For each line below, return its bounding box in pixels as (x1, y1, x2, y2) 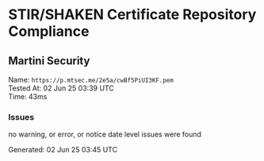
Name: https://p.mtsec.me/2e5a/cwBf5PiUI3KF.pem (8, 75, 174, 84)
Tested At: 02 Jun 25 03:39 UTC (8, 83, 115, 93)
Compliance (8, 22, 90, 40)
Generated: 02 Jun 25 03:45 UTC (8, 145, 117, 155)
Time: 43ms (8, 92, 48, 101)
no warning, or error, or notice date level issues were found (8, 129, 202, 140)
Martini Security (8, 54, 90, 67)
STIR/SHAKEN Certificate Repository (8, 6, 257, 24)
